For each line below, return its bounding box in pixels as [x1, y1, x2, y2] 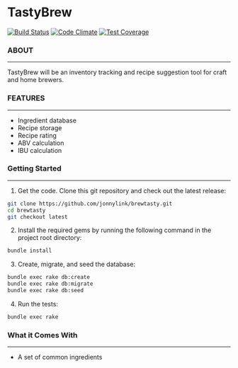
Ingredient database [17, 116, 76, 125]
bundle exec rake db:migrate [7, 280, 93, 287]
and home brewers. [7, 76, 64, 84]
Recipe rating [17, 131, 57, 139]
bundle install [7, 247, 52, 255]
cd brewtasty [7, 207, 46, 214]
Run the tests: [17, 299, 59, 308]
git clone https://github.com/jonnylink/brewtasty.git [7, 200, 173, 207]
